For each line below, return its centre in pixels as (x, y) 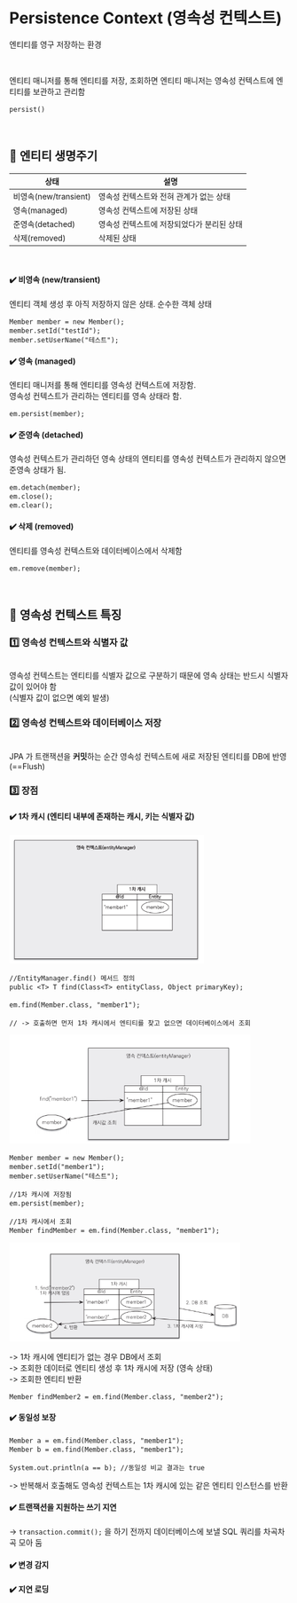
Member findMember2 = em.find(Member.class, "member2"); (117, 1397)
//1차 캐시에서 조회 (41, 1222)
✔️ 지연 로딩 (29, 1590)
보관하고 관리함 (59, 91)
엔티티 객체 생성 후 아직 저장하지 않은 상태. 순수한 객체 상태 (111, 303)
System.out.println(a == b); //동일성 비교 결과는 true (107, 1468)
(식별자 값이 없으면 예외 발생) (59, 698)
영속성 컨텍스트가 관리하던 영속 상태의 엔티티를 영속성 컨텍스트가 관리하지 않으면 (148, 459)
